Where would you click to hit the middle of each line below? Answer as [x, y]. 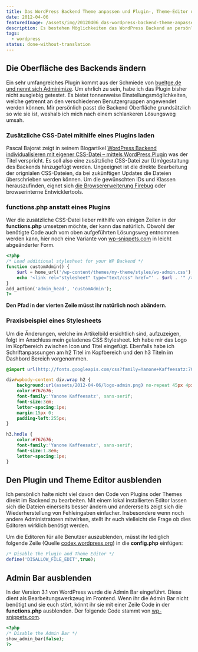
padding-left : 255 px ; [42, 418]
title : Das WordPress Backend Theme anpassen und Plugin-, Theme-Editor [97, 11]
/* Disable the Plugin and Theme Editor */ [60, 554]
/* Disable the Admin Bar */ [42, 633]
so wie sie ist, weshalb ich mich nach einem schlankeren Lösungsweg [91, 114]
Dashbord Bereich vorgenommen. [47, 358]
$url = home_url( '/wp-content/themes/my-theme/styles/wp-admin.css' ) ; [105, 272]
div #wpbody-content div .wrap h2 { [49, 380]
